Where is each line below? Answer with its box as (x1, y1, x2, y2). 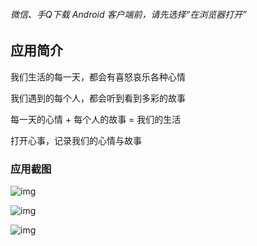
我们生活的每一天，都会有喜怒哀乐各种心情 (10, 70, 186, 83)
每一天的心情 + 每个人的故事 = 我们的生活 (10, 113, 182, 125)
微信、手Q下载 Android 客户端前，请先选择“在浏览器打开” (10, 8, 247, 20)
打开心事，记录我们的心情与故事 (10, 134, 142, 146)
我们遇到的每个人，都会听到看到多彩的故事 (10, 92, 186, 104)
